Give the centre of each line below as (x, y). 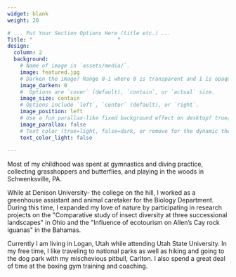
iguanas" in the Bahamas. (44, 230)
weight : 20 (23, 20)
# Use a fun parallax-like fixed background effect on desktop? (116, 118)
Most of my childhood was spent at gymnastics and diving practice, (105, 164)
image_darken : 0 (44, 85)
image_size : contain (50, 98)
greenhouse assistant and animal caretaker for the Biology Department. (111, 200)
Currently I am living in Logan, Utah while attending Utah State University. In (117, 244)
